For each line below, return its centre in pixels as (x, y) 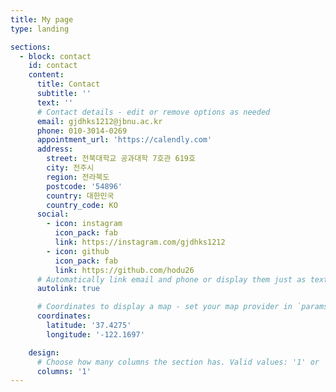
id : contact (53, 66)
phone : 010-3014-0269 (82, 131)
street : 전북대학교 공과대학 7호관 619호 (121, 159)
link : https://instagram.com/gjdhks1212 (140, 242)
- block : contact (55, 56)
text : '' (55, 102)
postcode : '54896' (84, 186)
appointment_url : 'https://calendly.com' (124, 140)
